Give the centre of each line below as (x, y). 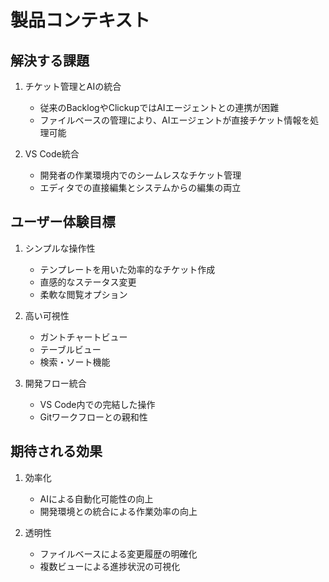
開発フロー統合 (55, 383)
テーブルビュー (70, 349)
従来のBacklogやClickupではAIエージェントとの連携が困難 (159, 107)
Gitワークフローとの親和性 (93, 417)
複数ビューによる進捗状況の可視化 (110, 566)
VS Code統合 (52, 154)
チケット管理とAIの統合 (73, 86)
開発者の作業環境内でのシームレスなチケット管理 (140, 175)
